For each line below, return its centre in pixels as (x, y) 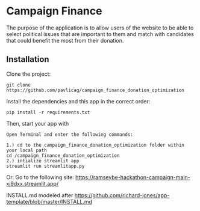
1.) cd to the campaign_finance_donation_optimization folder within (95, 145)
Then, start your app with (38, 123)
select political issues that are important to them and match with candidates (100, 34)
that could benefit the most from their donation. (65, 40)
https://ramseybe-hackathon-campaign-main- (133, 177)
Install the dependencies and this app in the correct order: (78, 101)
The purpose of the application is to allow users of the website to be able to (100, 28)
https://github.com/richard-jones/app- (122, 195)
